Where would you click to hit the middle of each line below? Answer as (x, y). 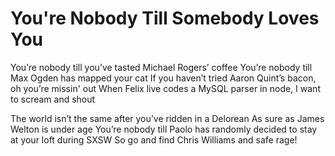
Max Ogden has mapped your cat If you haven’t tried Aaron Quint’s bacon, (163, 78)
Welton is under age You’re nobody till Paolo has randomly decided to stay (164, 129)
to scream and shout (53, 99)
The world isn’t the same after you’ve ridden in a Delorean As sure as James (167, 118)
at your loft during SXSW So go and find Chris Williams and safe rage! (154, 139)
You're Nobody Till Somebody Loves (165, 18)
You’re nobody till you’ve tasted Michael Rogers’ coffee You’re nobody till (161, 67)
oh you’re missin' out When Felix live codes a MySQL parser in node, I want (165, 88)
